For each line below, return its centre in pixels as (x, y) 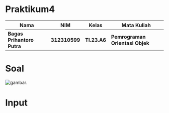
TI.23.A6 (96, 40)
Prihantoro (21, 40)
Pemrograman (128, 37)
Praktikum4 (30, 9)
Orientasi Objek (130, 43)
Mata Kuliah (136, 25)
